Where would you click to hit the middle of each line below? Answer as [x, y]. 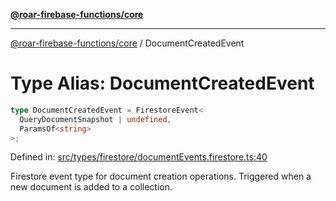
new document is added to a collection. [91, 187]
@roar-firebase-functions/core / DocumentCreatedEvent [127, 43]
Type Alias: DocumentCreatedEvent [162, 83]
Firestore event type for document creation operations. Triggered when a [161, 176]
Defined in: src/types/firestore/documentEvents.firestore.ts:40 [139, 157]
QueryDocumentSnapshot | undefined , [95, 119]
